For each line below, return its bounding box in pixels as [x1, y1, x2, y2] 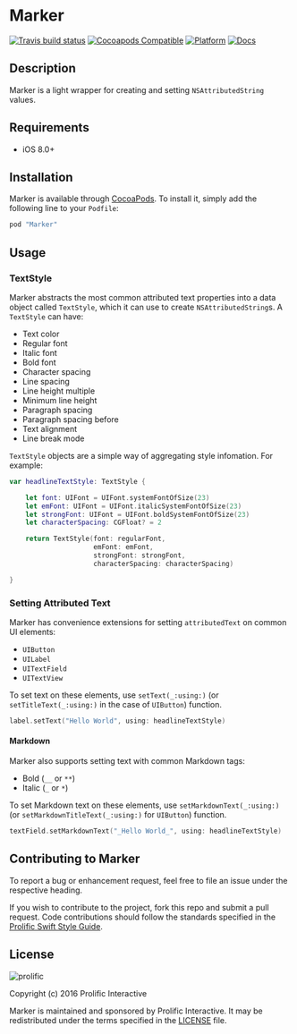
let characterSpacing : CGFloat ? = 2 [25, 518, 163, 528]
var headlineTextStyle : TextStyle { [9, 477, 146, 486]
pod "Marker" [9, 220, 58, 229]
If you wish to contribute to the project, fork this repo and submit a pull [9, 902, 270, 912]
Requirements [9, 120, 89, 135]
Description [9, 61, 76, 76]
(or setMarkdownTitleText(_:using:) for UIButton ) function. [9, 809, 227, 820]
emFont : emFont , [93, 543, 154, 552]
